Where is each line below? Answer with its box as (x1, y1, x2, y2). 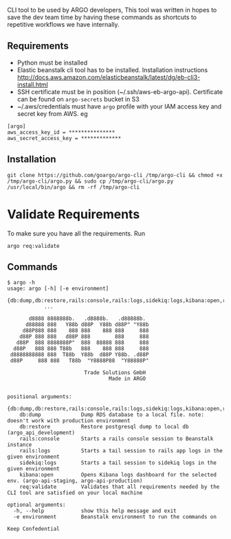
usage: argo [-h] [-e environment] (7, 285, 109, 293)
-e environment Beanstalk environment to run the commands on (13, 514, 217, 520)
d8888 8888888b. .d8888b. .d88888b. (28, 315, 146, 322)
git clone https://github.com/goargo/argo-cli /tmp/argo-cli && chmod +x (7, 172, 223, 179)
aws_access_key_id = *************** (7, 128, 115, 136)
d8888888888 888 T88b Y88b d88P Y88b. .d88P (10, 352, 149, 358)
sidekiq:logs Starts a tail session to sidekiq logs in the (19, 459, 217, 466)
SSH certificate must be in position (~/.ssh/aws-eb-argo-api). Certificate (16, 87, 223, 95)
